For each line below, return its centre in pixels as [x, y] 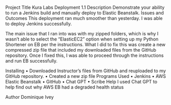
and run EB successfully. [32, 61]
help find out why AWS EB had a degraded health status [65, 87]
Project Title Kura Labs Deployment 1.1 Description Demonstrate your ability [85, 7]
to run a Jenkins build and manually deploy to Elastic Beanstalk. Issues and [85, 13]
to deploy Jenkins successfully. [39, 24]
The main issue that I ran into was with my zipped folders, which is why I [82, 34]
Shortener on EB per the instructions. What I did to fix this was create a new [85, 45]
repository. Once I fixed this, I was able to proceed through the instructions [84, 55]
